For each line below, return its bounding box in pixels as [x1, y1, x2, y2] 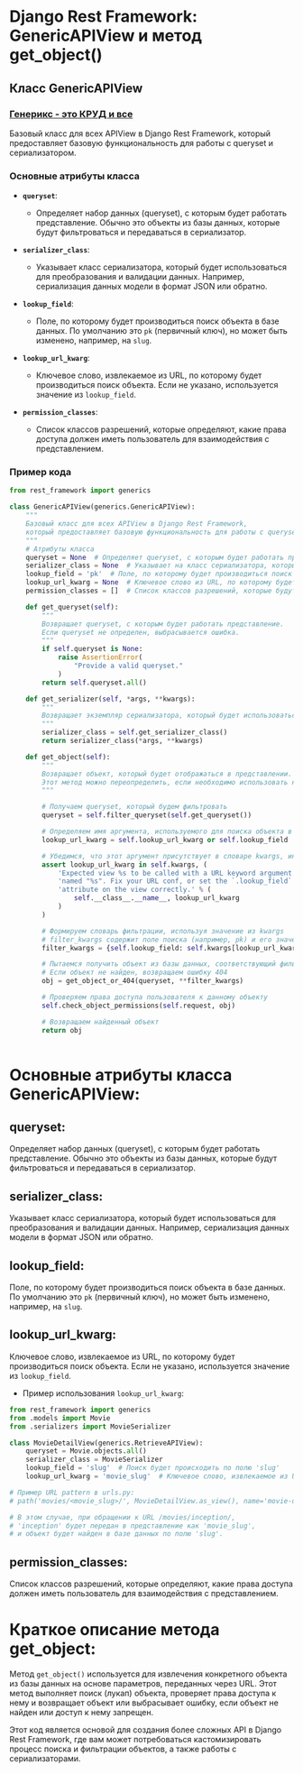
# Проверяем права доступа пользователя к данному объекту [41, 993, 269, 1002]
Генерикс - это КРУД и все [9, 107, 133, 120]
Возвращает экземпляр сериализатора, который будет [41, 711, 241, 721]
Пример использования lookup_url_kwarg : [22, 1387, 185, 1399]
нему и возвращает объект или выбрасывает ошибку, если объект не [9, 1697, 280, 1708]
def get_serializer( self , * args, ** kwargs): [25, 694, 196, 703]
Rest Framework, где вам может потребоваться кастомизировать [9, 1734, 262, 1745]
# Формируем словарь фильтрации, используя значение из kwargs [41, 926, 284, 935]
